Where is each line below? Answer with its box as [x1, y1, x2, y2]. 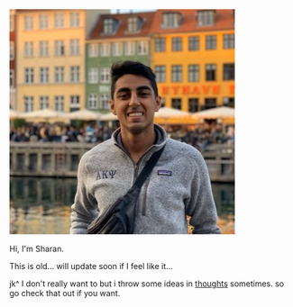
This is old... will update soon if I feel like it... [9, 261, 173, 271]
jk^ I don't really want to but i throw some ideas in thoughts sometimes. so [9, 278, 285, 289]
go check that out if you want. [9, 288, 121, 298]
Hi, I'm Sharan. [9, 243, 65, 254]
